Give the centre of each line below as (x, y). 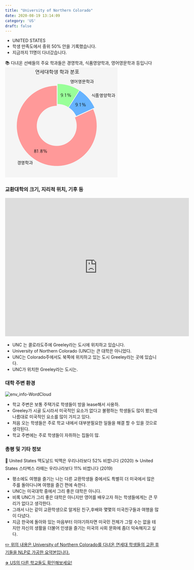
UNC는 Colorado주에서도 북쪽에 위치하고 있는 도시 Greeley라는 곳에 (78, 357)
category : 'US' (21, 21)
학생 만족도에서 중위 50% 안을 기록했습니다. (54, 46)
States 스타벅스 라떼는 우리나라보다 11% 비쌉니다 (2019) (59, 468)
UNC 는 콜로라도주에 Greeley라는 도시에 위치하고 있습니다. (69, 345)
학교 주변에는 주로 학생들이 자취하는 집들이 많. (56, 435)
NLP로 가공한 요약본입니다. (44, 552)
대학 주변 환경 (20, 383)
